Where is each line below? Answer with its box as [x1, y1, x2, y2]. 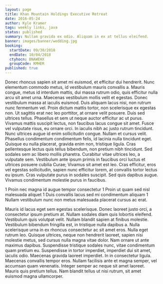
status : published [5, 30, 42, 34]
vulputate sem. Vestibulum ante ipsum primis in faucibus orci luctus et [5, 156, 145, 162]
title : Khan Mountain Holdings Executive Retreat [5, 12, 108, 17]
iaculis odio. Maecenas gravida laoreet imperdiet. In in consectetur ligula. [5, 253, 152, 258]
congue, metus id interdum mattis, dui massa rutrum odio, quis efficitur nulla [5, 89, 158, 95]
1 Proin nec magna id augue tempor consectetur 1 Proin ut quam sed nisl [5, 186, 150, 192]
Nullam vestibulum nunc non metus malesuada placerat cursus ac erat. [5, 197, 147, 202]
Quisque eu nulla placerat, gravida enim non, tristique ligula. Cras [5, 141, 136, 147]
